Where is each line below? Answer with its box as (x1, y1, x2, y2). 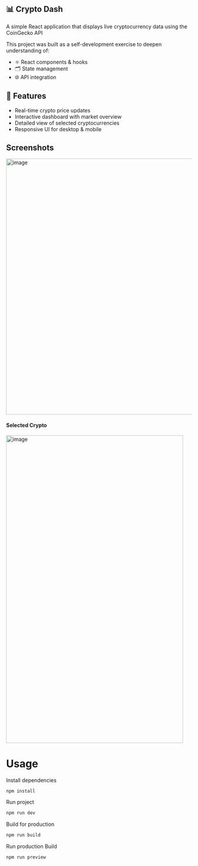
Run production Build (6, 843, 57, 850)
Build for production (6, 820, 55, 828)
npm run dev (6, 810, 35, 816)
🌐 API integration (14, 73, 57, 80)
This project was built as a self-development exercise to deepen (6, 40, 162, 48)
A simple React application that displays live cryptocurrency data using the (6, 22, 187, 30)
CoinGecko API (6, 29, 43, 36)
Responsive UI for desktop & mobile (14, 125, 102, 132)
